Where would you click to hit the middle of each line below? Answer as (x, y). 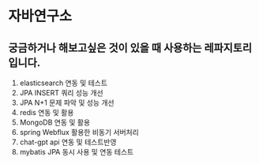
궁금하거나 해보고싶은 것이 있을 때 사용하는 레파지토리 (130, 48)
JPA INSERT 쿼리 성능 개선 (62, 93)
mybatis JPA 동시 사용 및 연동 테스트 (77, 152)
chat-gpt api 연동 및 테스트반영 (68, 142)
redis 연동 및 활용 (47, 112)
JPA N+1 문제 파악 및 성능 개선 (67, 102)
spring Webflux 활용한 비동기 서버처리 (79, 132)
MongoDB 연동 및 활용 (55, 122)
